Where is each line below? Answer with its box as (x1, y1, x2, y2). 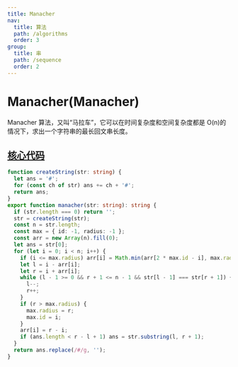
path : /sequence (13, 57, 62, 64)
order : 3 (13, 37, 40, 44)
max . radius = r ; (25, 307, 74, 314)
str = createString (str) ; (13, 215, 91, 222)
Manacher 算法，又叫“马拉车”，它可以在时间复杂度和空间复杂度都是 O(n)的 (7, 118, 227, 126)
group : (7, 43, 27, 50)
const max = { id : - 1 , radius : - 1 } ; (13, 228, 125, 235)
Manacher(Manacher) (7, 94, 140, 110)
